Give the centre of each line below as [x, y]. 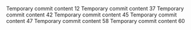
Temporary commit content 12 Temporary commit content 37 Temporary [95, 9]
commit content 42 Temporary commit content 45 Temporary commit [92, 15]
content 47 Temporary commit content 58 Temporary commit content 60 [95, 21]
